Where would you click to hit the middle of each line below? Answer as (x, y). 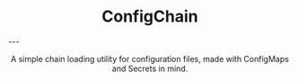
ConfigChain (150, 17)
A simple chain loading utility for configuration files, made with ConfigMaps (150, 58)
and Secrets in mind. (150, 68)
